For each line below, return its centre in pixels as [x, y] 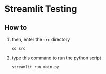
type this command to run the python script [56, 58]
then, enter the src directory [41, 39]
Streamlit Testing [41, 9]
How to [16, 28]
